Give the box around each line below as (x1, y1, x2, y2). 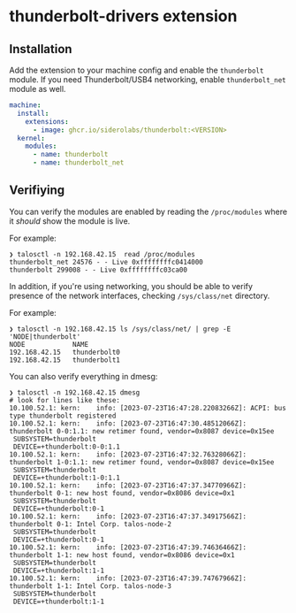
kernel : (17, 134, 46, 142)
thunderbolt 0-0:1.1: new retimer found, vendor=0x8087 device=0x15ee (9, 426, 275, 435)
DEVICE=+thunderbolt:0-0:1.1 (12, 442, 121, 451)
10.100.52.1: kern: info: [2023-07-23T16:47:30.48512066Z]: (9, 418, 247, 428)
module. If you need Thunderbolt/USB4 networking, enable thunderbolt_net (9, 74, 286, 85)
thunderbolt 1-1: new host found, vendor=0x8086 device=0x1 (9, 550, 236, 559)
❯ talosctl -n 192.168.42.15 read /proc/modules (9, 249, 196, 258)
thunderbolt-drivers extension (9, 6, 238, 27)
